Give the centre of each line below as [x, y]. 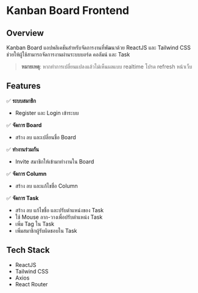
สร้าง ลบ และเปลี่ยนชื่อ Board [45, 137]
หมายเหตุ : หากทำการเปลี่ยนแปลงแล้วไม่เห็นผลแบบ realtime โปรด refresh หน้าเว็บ [107, 67]
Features [23, 86]
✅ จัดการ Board [24, 125]
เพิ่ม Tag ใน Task [35, 224]
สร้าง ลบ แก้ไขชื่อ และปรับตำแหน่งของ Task [59, 210]
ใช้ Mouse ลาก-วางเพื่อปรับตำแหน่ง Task [59, 217]
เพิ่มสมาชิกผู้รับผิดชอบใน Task [46, 230]
